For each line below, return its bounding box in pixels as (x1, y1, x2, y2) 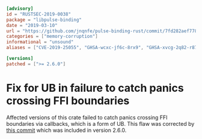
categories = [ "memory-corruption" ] (6, 34, 98, 40)
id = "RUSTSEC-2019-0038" (6, 11, 71, 17)
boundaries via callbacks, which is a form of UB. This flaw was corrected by (6, 120, 195, 127)
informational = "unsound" (6, 39, 74, 45)
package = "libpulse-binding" (6, 17, 82, 23)
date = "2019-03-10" (6, 22, 58, 28)
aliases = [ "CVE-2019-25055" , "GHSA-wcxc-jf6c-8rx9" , (6, 45, 144, 51)
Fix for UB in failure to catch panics (6, 81, 185, 95)
